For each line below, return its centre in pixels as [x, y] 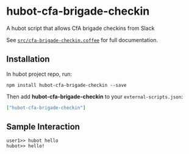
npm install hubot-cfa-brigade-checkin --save [66, 85]
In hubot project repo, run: [39, 74]
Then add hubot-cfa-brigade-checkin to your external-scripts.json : [94, 97]
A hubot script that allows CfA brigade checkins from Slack [80, 28]
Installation [28, 59]
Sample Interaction [43, 127]
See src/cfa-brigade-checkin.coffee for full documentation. [82, 40]
